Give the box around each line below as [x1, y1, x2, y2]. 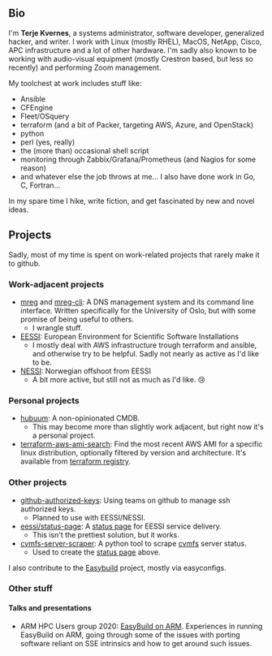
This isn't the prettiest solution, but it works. [32, 529, 180, 539]
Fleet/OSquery [19, 111, 70, 121]
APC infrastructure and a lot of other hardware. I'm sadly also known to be [8, 45, 257, 55]
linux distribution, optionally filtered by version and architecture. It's [19, 448, 246, 458]
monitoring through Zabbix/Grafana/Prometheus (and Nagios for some [19, 154, 257, 164]
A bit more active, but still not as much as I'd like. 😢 [32, 374, 205, 384]
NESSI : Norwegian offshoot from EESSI [19, 365, 152, 376]
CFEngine [19, 102, 54, 112]
